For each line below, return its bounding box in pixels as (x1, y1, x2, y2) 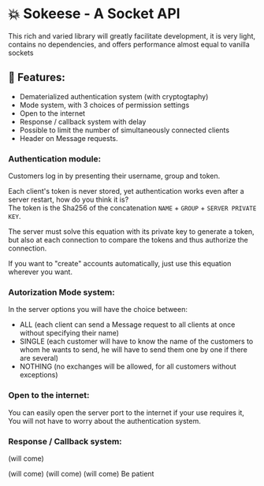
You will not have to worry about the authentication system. (8, 416, 201, 425)
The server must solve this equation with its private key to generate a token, (8, 227, 255, 236)
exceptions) (19, 370, 58, 380)
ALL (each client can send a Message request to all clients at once (19, 320, 236, 329)
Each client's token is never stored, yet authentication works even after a (8, 187, 244, 196)
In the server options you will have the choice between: (8, 305, 188, 314)
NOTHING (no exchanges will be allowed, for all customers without (19, 362, 236, 371)
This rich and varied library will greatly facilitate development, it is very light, (8, 31, 256, 40)
